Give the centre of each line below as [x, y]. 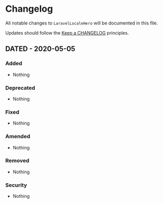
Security [16, 185]
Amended [18, 137]
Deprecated [20, 88]
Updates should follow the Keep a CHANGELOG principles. [67, 33]
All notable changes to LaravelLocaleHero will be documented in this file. [82, 23]
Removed [17, 161]
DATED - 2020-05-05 [40, 49]
